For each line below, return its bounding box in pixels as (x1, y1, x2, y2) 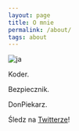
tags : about (8, 33, 47, 41)
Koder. (8, 69, 30, 79)
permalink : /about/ (8, 26, 72, 34)
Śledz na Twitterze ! (8, 115, 70, 125)
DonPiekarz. (8, 100, 48, 109)
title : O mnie (8, 19, 55, 27)
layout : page (8, 11, 51, 19)
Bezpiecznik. (8, 85, 49, 94)
